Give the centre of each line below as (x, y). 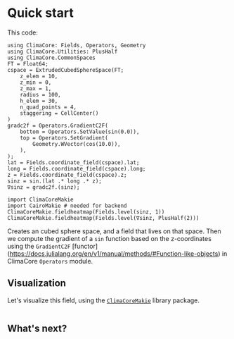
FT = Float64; (28, 64)
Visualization (37, 283)
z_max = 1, (36, 88)
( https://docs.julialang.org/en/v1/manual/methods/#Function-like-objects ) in (117, 253)
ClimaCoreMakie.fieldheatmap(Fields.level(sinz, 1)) (86, 212)
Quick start (40, 13)
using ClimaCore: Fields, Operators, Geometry (77, 45)
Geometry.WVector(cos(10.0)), (77, 144)
